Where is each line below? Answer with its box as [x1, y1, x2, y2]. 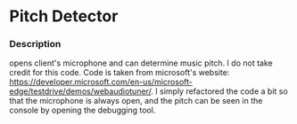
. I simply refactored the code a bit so [151, 86, 288, 97]
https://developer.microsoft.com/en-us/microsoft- [9, 77, 194, 88]
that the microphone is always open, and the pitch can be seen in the [9, 96, 263, 106]
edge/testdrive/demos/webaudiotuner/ [9, 86, 152, 97]
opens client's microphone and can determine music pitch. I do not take [9, 58, 274, 68]
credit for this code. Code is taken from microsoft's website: [9, 67, 230, 78]
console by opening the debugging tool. [9, 105, 156, 116]
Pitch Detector [9, 6, 119, 27]
